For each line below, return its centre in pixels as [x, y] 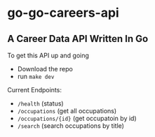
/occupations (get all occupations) [67, 111]
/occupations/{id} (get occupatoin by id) [77, 118]
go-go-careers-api [63, 13]
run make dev [36, 76]
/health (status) [41, 103]
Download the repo [45, 69]
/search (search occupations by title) [71, 126]
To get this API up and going [48, 55]
